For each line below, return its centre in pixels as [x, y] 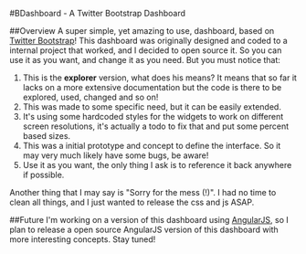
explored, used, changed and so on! [90, 97]
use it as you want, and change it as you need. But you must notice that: [145, 60]
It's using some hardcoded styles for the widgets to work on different [153, 116]
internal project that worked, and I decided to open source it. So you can [146, 50]
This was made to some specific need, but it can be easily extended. [152, 107]
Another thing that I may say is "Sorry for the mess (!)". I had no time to [143, 192]
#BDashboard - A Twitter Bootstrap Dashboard [97, 13]
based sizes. [47, 136]
